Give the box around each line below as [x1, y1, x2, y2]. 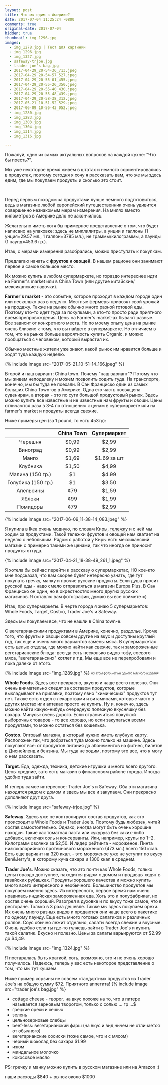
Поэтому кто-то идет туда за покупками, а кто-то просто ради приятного [5, 309, 162, 315]
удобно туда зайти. [5, 774, 46, 780]
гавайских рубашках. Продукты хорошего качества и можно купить [5, 877, 151, 883]
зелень [12, 1012, 28, 1018]
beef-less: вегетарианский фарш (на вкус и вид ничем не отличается [12, 1023, 160, 1029]
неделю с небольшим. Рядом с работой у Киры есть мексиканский [5, 537, 150, 543]
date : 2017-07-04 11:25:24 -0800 [5, 17, 75, 22]
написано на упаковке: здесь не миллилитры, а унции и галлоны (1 [5, 228, 148, 234]
